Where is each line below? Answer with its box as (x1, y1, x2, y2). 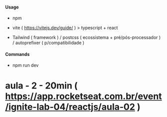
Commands (5, 51, 30, 57)
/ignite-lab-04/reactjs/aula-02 (5, 101, 136, 112)
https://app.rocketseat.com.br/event (5, 90, 162, 102)
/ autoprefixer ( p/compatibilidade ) (12, 40, 85, 46)
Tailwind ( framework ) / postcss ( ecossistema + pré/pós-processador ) (12, 34, 161, 40)
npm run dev (12, 62, 39, 68)
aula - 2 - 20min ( (5, 80, 78, 91)
